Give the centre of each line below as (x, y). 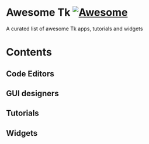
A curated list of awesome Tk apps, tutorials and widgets (74, 29)
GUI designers (33, 93)
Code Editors (30, 74)
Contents (29, 52)
